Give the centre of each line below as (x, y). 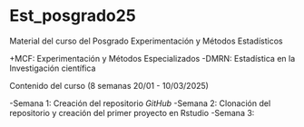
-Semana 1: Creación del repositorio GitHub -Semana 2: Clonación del (140, 103)
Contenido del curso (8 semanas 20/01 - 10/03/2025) (109, 85)
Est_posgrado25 (73, 16)
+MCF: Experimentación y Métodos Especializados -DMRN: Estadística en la (152, 58)
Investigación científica (53, 68)
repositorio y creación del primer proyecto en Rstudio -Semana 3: (132, 112)
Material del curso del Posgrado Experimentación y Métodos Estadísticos (146, 41)
